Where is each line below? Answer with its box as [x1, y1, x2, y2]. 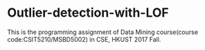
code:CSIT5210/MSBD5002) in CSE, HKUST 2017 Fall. [7, 35, 161, 43]
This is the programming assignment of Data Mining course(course [7, 28, 199, 36]
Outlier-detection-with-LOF [7, 5, 169, 21]
